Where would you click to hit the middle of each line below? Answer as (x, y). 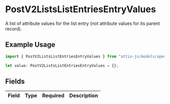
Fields (15, 81)
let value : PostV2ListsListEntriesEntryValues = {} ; (62, 65)
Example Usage (30, 45)
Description (84, 96)
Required (53, 96)
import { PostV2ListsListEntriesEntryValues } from (61, 56)
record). (14, 28)
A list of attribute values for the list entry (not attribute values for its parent (83, 23)
